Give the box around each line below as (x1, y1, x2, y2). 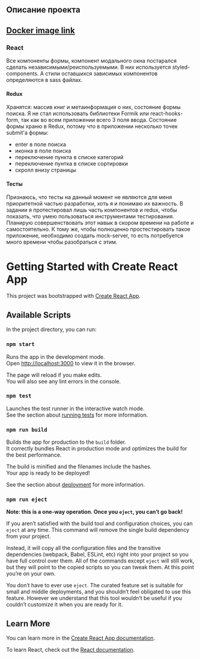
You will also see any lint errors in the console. (6, 377, 121, 385)
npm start (6, 341, 35, 348)
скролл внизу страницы (14, 166, 76, 174)
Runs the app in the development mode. (6, 353, 105, 361)
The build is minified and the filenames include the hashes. (6, 463, 152, 470)
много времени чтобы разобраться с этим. (6, 238, 118, 246)
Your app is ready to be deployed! (6, 470, 90, 477)
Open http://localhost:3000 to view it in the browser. (6, 359, 136, 367)
